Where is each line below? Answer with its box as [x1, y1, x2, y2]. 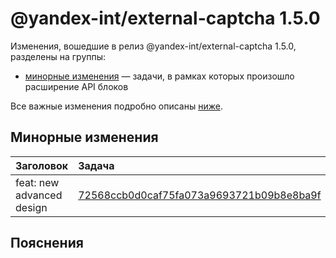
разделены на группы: [10, 50, 107, 62]
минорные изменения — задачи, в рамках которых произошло [24, 70, 295, 82]
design [15, 200, 48, 214]
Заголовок [15, 158, 69, 172]
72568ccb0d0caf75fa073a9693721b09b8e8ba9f [78, 188, 322, 202]
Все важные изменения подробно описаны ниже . [10, 100, 223, 112]
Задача [78, 158, 115, 172]
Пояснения [10, 235, 84, 252]
